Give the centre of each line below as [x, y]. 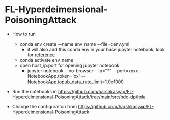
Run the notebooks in [34, 91]
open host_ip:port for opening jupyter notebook [69, 65]
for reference [41, 55]
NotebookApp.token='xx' [54, 76]
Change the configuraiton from [45, 106]
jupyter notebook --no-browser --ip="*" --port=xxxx [83, 71]
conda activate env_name [47, 60]
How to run [24, 34]
